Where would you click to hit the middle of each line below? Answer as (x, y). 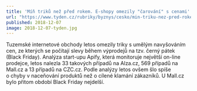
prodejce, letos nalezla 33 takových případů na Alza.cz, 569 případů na (92, 63)
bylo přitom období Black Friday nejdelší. (55, 82)
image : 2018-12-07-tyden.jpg (42, 28)
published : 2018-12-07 (34, 22)
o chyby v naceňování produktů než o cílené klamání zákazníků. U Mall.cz (95, 76)
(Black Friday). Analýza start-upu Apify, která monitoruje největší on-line (93, 57)
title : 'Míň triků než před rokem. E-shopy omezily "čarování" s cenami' (98, 11)
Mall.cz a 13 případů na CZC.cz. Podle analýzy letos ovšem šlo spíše (89, 70)
